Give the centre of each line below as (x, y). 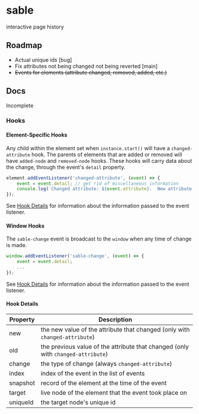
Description (115, 320)
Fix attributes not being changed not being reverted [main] (86, 66)
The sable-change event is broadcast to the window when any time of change (99, 239)
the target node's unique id (78, 403)
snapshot (22, 383)
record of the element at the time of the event (104, 383)
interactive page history (35, 27)
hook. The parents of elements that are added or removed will (107, 154)
